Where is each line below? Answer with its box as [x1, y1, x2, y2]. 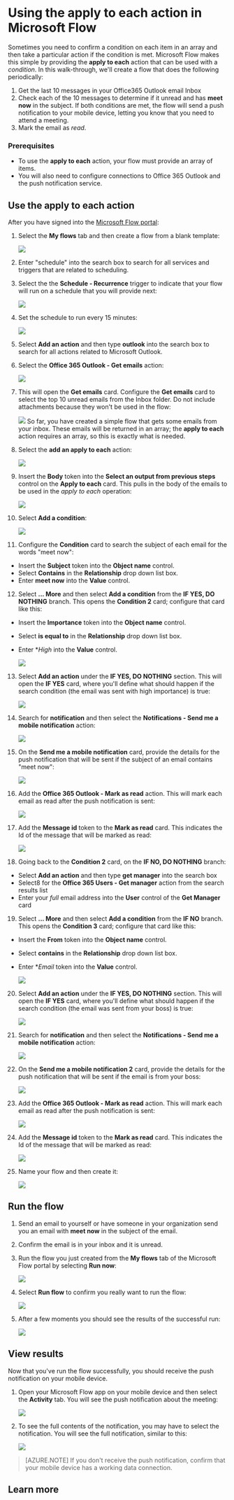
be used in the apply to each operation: [17, 487, 132, 496]
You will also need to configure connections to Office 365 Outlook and [17, 171, 221, 180]
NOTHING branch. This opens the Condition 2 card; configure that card [17, 597, 226, 606]
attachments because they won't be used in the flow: [17, 402, 171, 411]
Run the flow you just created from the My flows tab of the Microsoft [17, 1254, 217, 1262]
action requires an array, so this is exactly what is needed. [17, 432, 186, 440]
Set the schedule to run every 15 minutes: [17, 314, 138, 322]
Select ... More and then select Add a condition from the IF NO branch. [17, 915, 224, 923]
